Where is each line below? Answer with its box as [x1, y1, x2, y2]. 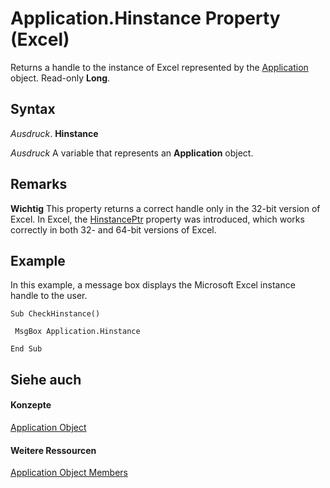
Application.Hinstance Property [10, 7, 281, 30]
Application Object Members [10, 467, 128, 479]
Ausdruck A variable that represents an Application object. [10, 147, 254, 159]
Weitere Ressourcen [10, 444, 97, 456]
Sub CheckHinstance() [10, 309, 101, 319]
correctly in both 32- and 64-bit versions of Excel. [10, 223, 217, 236]
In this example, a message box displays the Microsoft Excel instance [10, 279, 296, 291]
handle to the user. [10, 290, 88, 302]
